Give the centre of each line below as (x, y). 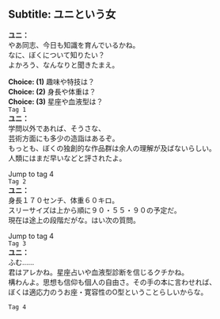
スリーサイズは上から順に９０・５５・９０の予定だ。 (95, 210)
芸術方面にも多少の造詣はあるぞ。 (64, 138)
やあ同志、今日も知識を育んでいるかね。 (74, 44)
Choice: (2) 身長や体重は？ (52, 91)
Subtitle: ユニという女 (62, 15)
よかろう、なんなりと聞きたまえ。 (64, 64)
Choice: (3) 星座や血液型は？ (56, 102)
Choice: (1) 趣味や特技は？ (51, 82)
